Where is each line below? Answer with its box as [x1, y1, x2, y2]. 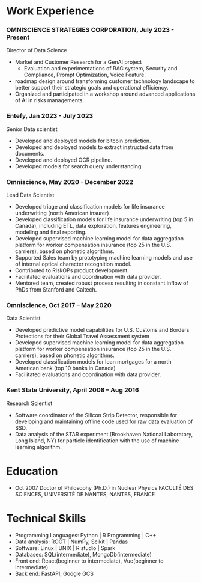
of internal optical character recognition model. [14, 260, 132, 268]
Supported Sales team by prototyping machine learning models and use [14, 254, 193, 261]
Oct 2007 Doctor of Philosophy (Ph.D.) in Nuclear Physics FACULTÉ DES [14, 484, 194, 491]
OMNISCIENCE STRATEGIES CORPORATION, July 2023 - [6, 26, 175, 34]
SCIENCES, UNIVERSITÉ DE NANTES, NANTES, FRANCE [14, 490, 155, 498]
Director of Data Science [6, 47, 67, 54]
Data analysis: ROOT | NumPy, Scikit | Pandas [14, 538, 128, 545]
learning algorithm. [14, 443, 62, 450]
